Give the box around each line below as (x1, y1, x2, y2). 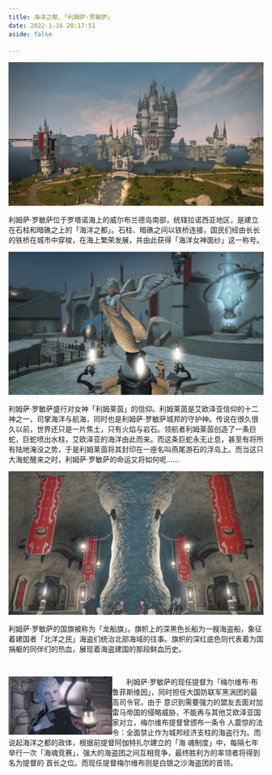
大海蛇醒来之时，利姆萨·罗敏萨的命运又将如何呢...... (8, 455, 180, 464)
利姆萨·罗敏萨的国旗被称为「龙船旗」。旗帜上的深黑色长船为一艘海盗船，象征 (8, 624, 263, 633)
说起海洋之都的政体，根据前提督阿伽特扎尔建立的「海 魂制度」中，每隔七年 (8, 737, 259, 747)
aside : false (8, 30, 53, 38)
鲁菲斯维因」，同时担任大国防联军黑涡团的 (112, 687, 251, 697)
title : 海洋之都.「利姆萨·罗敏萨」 (8, 13, 114, 21)
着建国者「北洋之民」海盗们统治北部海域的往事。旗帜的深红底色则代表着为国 (8, 633, 264, 643)
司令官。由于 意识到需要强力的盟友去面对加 (118, 697, 263, 707)
